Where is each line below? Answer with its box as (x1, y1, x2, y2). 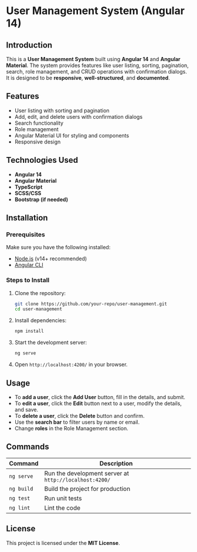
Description (99, 459, 133, 467)
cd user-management (14, 306, 63, 312)
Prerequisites (6, 230, 45, 239)
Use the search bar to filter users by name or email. (14, 419, 140, 426)
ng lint (9, 504, 30, 511)
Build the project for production (44, 484, 131, 493)
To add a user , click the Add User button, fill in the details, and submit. (14, 393, 186, 400)
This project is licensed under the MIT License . (6, 539, 120, 546)
